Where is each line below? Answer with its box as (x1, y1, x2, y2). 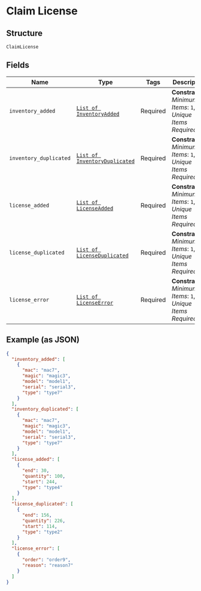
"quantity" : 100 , (22, 473, 66, 479)
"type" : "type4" (22, 484, 63, 490)
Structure (6, 28, 43, 38)
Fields (6, 60, 30, 70)
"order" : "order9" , (22, 557, 71, 563)
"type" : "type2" (22, 529, 63, 535)
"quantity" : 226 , (22, 517, 66, 524)
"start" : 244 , (22, 478, 58, 485)
